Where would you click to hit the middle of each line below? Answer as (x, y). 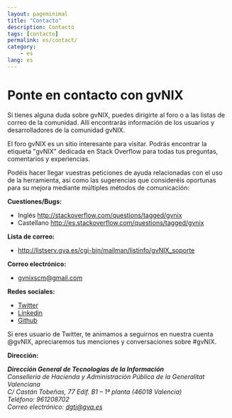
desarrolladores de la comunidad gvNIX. (66, 130)
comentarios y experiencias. (49, 159)
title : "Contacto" (34, 21)
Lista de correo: (31, 236)
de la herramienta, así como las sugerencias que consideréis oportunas (112, 180)
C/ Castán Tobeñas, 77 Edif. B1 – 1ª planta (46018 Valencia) (95, 392)
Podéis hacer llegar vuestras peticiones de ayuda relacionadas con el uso (115, 172)
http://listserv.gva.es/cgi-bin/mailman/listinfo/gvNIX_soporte (106, 250)
